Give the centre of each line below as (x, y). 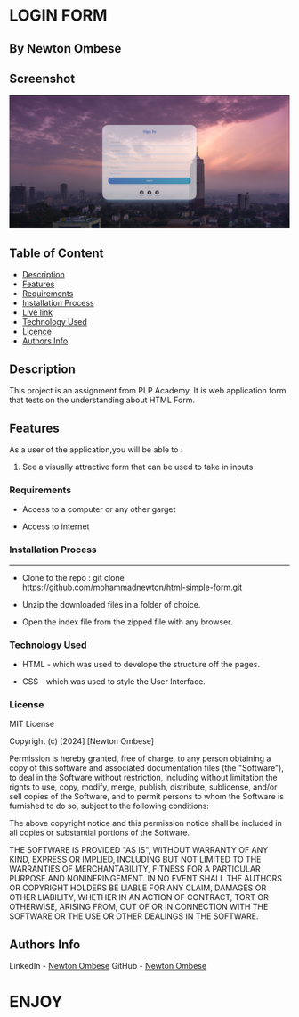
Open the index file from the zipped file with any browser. (127, 622)
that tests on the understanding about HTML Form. (102, 400)
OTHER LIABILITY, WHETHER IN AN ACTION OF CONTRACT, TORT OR (139, 897)
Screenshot (42, 78)
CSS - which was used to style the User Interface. (114, 681)
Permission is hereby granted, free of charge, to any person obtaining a (140, 758)
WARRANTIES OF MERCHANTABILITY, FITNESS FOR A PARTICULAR (135, 869)
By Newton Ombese (65, 49)
